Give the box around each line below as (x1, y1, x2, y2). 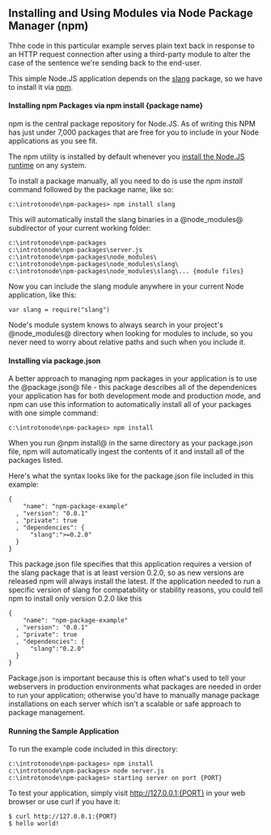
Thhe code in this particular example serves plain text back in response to (8, 41, 255, 50)
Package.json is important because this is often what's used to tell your (8, 673, 247, 683)
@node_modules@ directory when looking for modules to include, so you (8, 328, 253, 339)
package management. (8, 708, 86, 717)
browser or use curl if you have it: (8, 797, 121, 807)
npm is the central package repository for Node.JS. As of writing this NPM (8, 119, 256, 129)
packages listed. (8, 456, 63, 465)
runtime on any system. (8, 161, 87, 170)
